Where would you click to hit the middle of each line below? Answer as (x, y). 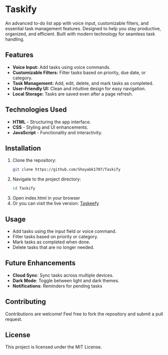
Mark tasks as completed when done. (51, 242)
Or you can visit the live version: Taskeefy (56, 203)
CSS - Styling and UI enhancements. (50, 127)
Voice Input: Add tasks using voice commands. (61, 67)
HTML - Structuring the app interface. (52, 122)
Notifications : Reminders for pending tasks (57, 286)
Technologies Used (36, 110)
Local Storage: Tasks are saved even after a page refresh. (73, 94)
